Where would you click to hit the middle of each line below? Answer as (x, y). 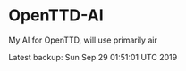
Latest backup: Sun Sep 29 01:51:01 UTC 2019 (93, 57)
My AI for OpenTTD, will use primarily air (83, 40)
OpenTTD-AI (56, 16)
